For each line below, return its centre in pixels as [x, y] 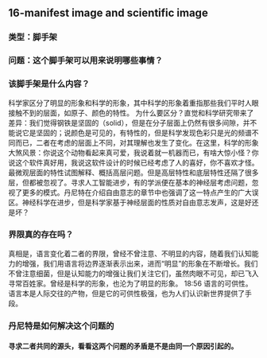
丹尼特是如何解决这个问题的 [61, 325]
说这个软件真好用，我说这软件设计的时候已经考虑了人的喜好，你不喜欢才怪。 [133, 162]
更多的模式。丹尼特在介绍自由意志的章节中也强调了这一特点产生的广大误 [140, 192]
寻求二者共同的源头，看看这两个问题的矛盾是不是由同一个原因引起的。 [123, 346]
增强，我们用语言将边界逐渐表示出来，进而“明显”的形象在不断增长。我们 [140, 263]
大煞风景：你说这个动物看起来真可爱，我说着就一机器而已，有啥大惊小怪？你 [133, 152]
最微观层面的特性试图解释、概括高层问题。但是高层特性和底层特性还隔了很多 [133, 172]
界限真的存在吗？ [41, 235]
